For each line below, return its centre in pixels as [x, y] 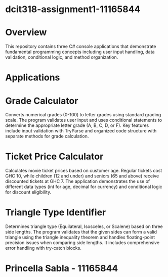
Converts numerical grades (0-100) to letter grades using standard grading [83, 115]
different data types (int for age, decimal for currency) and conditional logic [84, 187]
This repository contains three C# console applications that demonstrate [81, 47]
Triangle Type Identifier [56, 213]
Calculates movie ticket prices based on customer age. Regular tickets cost [84, 171]
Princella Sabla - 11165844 [62, 268]
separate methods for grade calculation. [47, 136]
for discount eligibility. [28, 192]
